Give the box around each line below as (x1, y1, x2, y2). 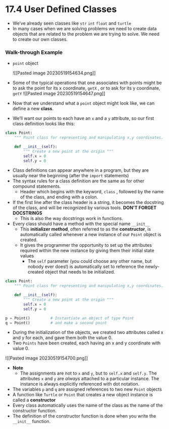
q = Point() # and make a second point (5, 320, 107, 325)
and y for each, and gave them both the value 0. (12, 335, 112, 341)
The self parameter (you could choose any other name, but (27, 258, 152, 264)
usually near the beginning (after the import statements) (12, 173, 129, 179)
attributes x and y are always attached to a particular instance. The (20, 376, 159, 382)
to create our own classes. (12, 36, 68, 42)
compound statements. (12, 183, 61, 189)
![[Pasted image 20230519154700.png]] (5, 355, 88, 361)
